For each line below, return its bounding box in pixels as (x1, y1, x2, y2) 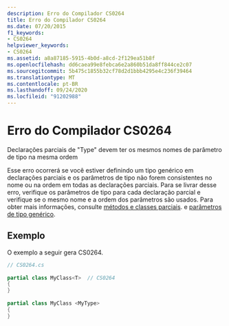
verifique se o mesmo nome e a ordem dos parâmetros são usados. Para (7, 195, 213, 204)
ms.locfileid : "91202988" (7, 94, 81, 100)
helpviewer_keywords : (7, 42, 69, 49)
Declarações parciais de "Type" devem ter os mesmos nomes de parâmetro (7, 145, 222, 153)
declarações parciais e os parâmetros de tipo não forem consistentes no (7, 173, 212, 182)
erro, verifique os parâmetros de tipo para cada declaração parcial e (7, 188, 201, 196)
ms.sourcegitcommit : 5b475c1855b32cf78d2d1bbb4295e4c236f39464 (7, 67, 193, 74)
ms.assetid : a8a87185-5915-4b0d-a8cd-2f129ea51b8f (7, 55, 155, 62)
